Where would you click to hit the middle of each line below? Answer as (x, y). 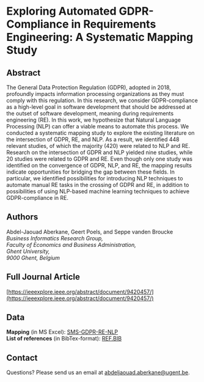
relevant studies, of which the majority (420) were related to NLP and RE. (98, 146)
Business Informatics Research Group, (55, 238)
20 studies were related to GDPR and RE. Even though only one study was (100, 159)
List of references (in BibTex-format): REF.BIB (64, 339)
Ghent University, (28, 251)
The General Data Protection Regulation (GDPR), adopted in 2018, (89, 87)
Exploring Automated (62, 11)
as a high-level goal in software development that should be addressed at (99, 107)
